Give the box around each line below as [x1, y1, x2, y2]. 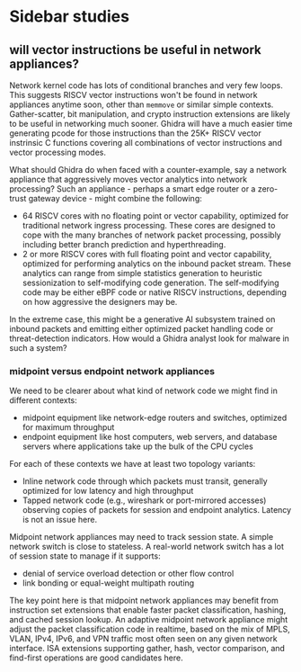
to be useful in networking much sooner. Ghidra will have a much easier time [9, 119, 293, 129]
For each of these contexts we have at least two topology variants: [9, 459, 256, 470]
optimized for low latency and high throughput [22, 486, 194, 497]
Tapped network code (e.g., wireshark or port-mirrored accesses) [22, 495, 267, 506]
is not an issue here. [22, 515, 97, 525]
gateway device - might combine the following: [28, 193, 202, 203]
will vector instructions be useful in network [9, 42, 262, 58]
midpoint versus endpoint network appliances [9, 364, 216, 377]
